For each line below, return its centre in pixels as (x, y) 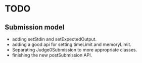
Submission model (35, 27)
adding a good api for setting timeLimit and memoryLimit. (72, 44)
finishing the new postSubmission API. (52, 55)
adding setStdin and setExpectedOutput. (54, 39)
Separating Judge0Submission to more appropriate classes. (75, 50)
